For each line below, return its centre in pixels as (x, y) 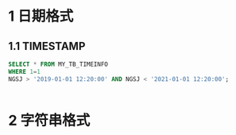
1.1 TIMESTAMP (47, 46)
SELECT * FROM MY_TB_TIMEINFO (58, 64)
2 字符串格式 (49, 120)
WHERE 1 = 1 (25, 71)
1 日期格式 (41, 16)
